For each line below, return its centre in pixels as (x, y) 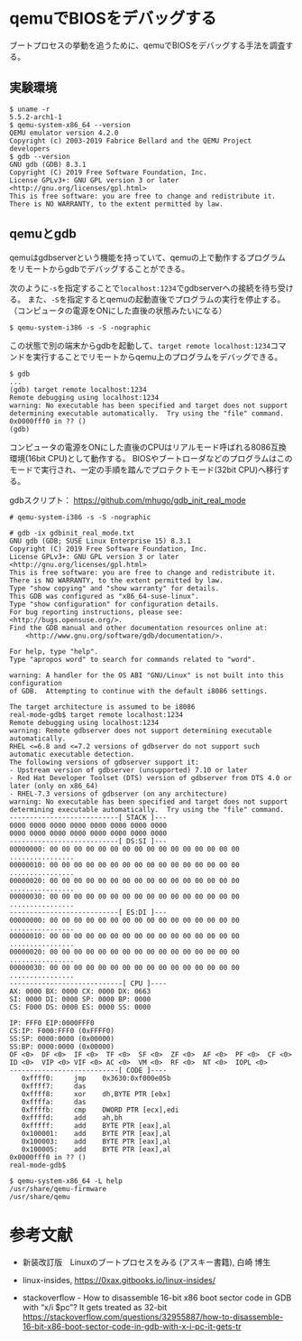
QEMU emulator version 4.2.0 (64, 133)
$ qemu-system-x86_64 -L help (66, 1181)
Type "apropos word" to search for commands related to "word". (133, 659)
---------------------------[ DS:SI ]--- (88, 841)
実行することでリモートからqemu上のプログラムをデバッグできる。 (158, 357)
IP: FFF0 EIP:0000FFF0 (52, 1023)
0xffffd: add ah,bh (72, 1117)
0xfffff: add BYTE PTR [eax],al (96, 1125)
